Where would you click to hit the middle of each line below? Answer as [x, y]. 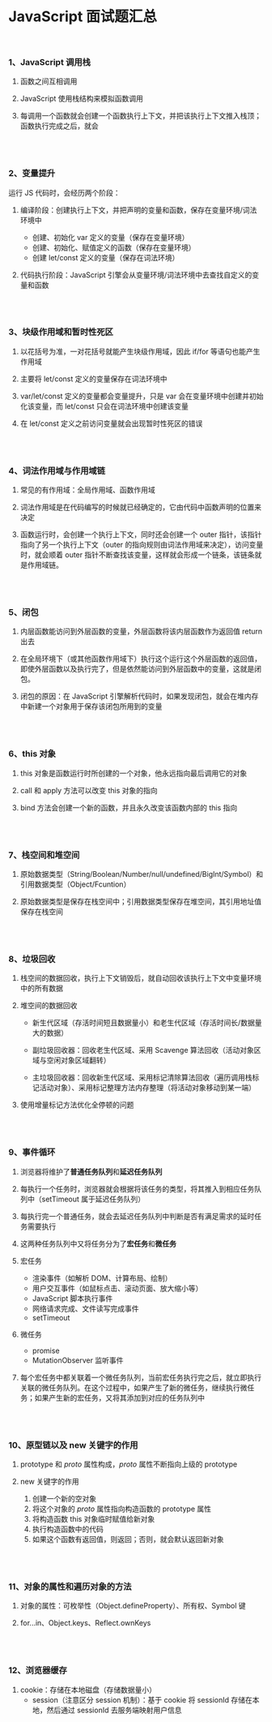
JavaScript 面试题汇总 [83, 17]
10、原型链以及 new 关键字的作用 [73, 1445]
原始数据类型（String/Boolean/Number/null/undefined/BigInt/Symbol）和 [142, 874]
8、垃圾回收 [32, 959]
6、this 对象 [32, 754]
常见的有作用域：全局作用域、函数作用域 [87, 490]
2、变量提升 [32, 174]
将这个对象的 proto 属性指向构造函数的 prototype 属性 [122, 1509]
